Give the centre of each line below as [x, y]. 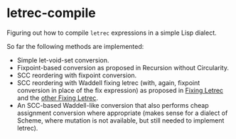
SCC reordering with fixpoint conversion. [77, 75]
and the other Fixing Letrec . [58, 98]
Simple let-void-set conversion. [63, 60]
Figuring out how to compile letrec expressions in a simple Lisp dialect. [112, 33]
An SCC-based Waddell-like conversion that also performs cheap [113, 105]
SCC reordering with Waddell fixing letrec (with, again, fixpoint [108, 82]
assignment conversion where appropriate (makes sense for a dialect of [122, 113]
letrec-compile [52, 13]
